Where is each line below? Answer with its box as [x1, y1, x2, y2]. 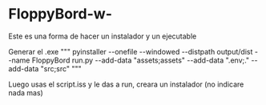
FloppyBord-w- [8, 5, 112, 23]
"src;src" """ [40, 63, 82, 73]
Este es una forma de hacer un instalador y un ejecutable [8, 31, 197, 41]
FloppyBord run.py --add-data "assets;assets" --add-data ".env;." [31, 55, 250, 65]
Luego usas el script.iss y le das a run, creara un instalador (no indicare [8, 79, 244, 89]
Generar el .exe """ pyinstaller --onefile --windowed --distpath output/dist [8, 46, 253, 56]
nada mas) [8, 87, 44, 97]
